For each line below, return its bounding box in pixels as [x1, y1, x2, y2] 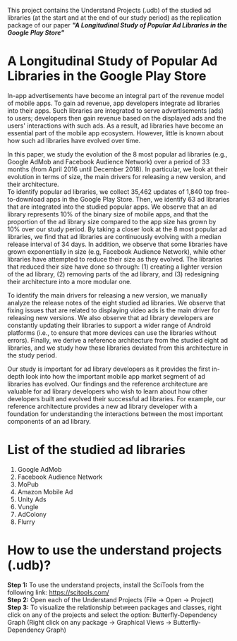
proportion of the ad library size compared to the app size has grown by [7, 217, 217, 226]
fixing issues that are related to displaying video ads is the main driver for [7, 306, 221, 315]
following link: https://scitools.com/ [7, 588, 109, 597]
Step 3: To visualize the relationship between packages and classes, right [7, 603, 222, 611]
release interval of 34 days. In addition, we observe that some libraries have [7, 240, 228, 248]
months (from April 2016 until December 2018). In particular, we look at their [7, 165, 228, 173]
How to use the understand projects [7, 542, 222, 558]
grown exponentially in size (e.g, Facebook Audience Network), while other [7, 247, 226, 256]
